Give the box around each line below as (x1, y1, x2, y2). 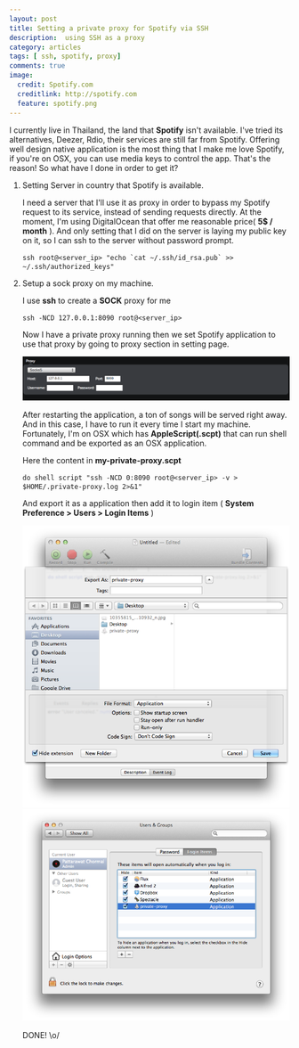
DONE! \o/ (21, 1029, 61, 1040)
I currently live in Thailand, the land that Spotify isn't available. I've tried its (9, 125, 283, 135)
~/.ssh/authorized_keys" (21, 262, 115, 271)
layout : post (9, 14, 58, 23)
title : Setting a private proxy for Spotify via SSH (9, 23, 209, 33)
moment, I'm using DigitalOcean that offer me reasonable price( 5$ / (21, 216, 273, 226)
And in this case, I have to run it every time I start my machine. (21, 419, 251, 430)
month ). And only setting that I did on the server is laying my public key (21, 225, 287, 236)
